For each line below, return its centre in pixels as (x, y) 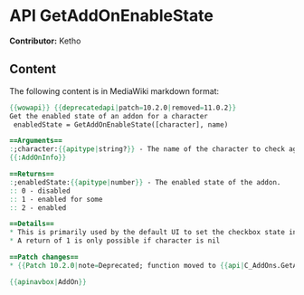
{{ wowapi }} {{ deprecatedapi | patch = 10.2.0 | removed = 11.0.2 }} (123, 108)
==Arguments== (36, 141)
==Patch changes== (44, 257)
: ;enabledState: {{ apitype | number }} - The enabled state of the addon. (145, 182)
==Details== (32, 224)
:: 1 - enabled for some (56, 199)
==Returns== (32, 174)
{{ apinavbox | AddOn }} (48, 281)
